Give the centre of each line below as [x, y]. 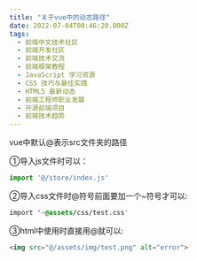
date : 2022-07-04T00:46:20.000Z [69, 26]
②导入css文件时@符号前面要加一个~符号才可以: [98, 196]
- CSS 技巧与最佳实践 [52, 83]
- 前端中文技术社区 [47, 42]
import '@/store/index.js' [59, 178]
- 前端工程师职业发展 [51, 100]
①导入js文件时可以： [49, 161]
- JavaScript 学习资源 [56, 75]
